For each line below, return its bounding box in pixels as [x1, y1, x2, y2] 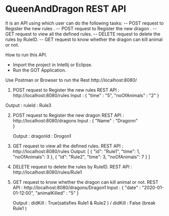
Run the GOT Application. [12, 67, 66, 73]
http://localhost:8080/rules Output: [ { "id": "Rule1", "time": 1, [12, 148, 140, 154]
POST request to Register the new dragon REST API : [12, 112, 124, 118]
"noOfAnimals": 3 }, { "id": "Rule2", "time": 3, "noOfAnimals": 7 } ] [12, 154, 151, 160]
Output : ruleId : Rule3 [5, 102, 52, 108]
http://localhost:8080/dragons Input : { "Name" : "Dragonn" [12, 117, 138, 123]
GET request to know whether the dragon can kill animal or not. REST [12, 179, 159, 185]
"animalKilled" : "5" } [35, 190, 79, 196]
